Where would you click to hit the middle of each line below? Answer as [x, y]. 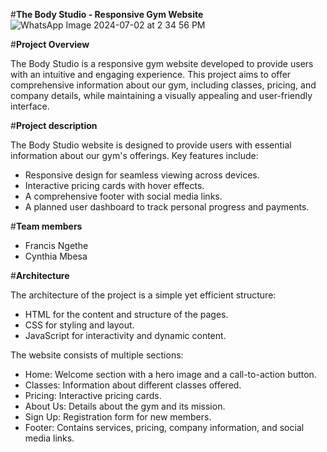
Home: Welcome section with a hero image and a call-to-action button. [170, 374]
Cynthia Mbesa [56, 256]
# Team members [46, 226]
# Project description [54, 125]
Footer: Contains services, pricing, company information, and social [164, 427]
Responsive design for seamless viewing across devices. [142, 175]
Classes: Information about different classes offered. [133, 385]
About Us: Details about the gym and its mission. [125, 406]
